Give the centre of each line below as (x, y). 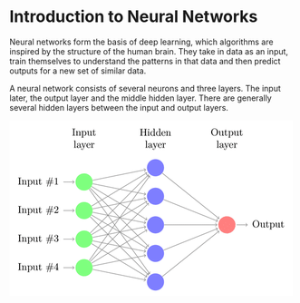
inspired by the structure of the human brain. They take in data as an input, (149, 51)
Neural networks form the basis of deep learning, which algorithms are (141, 42)
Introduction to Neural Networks (134, 17)
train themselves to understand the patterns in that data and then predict (145, 61)
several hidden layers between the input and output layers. (119, 107)
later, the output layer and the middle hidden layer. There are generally (140, 98)
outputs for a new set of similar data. (78, 71)
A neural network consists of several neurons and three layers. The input (145, 88)
